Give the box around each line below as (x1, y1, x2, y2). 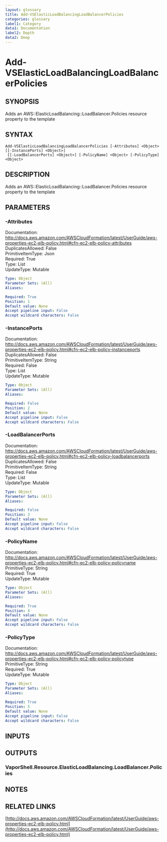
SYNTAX (5, 131, 33, 139)
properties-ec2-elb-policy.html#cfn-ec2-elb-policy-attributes (5, 240, 132, 246)
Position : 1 (5, 299, 30, 304)
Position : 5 (5, 704, 30, 709)
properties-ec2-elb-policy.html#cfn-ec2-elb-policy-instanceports (5, 347, 141, 353)
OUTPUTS (5, 749, 37, 757)
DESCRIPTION (5, 170, 50, 179)
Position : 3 (5, 512, 30, 517)
